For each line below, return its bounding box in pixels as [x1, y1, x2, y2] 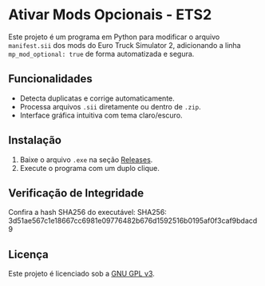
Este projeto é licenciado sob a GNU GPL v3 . [8, 269, 156, 279]
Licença [8, 248, 49, 261]
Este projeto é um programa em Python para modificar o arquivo [8, 32, 220, 42]
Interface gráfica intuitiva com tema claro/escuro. [19, 110, 183, 120]
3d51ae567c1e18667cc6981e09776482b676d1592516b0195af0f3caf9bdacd [8, 216, 258, 225]
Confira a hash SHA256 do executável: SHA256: [8, 208, 168, 217]
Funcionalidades [8, 72, 93, 85]
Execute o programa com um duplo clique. [19, 163, 160, 173]
